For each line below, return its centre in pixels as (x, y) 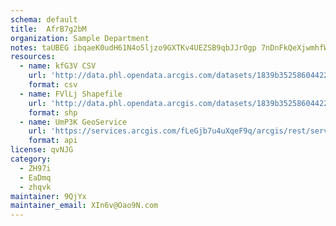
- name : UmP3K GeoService (73, 122)
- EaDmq (35, 177)
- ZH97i (35, 168)
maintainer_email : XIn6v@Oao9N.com (84, 206)
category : (31, 159)
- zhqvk (35, 187)
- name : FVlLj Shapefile (71, 94)
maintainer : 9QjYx (48, 196)
